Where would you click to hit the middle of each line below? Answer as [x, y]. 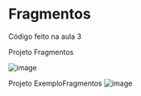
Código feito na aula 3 [45, 36]
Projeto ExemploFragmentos [55, 83]
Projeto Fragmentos [41, 52]
